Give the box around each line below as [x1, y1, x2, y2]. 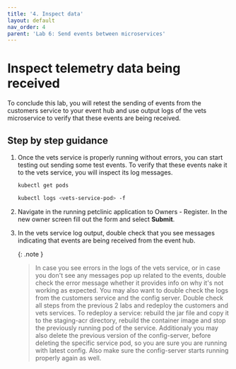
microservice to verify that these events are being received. [7, 114, 182, 122]
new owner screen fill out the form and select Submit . [17, 215, 175, 223]
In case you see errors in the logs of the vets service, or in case [35, 263, 221, 272]
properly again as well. [35, 353, 102, 362]
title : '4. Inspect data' [7, 10, 83, 18]
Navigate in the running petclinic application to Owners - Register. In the [17, 207, 228, 216]
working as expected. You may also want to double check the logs [35, 286, 228, 294]
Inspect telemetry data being [7, 61, 181, 76]
